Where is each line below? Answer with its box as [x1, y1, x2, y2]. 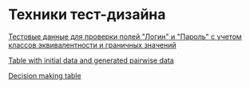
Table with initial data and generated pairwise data [8, 55, 174, 65]
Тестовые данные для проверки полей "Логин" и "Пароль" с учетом [8, 32, 242, 41]
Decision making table [8, 71, 81, 80]
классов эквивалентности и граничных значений [8, 40, 177, 49]
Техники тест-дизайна [8, 6, 166, 24]
